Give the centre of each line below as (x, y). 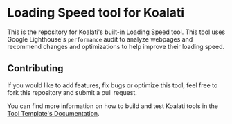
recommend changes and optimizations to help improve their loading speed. (116, 46)
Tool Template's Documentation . (53, 113)
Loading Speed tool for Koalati (96, 13)
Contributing (35, 68)
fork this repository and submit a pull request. (72, 92)
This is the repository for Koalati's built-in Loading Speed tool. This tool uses (116, 32)
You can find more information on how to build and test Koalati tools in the (113, 106)
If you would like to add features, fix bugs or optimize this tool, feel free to (113, 85)
